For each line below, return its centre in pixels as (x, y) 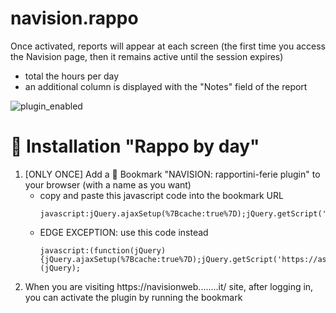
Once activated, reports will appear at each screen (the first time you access (168, 46)
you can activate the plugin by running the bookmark (133, 297)
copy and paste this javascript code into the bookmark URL (161, 195)
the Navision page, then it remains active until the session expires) (147, 56)
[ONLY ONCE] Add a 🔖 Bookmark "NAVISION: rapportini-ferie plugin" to (172, 174)
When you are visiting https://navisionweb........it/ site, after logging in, (169, 286)
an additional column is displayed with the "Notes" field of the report (166, 86)
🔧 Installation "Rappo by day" (135, 146)
